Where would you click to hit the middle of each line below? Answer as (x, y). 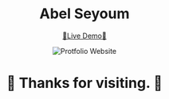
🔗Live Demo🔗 (84, 36)
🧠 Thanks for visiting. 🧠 (84, 83)
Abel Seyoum (84, 14)
